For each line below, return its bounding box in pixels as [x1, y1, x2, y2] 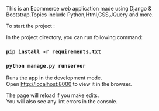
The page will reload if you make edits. [6, 92, 99, 99]
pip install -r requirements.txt [6, 48, 101, 55]
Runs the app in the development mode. [6, 74, 102, 81]
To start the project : [6, 23, 56, 29]
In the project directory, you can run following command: [6, 34, 143, 40]
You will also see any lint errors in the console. [6, 98, 118, 105]
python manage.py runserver [6, 63, 86, 69]
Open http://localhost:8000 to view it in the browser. [6, 81, 132, 88]
